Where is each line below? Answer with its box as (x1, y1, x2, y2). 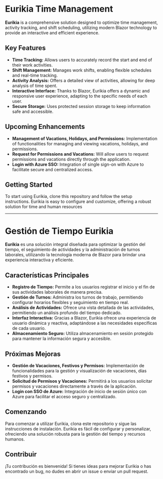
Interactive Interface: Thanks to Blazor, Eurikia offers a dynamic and (12, 88, 150, 93)
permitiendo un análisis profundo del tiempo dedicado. (12, 310, 122, 316)
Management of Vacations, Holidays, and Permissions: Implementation (12, 135, 158, 142)
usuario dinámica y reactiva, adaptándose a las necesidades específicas (12, 320, 158, 326)
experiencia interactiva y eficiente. (5, 257, 74, 263)
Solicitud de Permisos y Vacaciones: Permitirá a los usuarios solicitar (12, 378, 153, 384)
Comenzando (5, 408, 47, 416)
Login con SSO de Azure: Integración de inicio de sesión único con (12, 388, 147, 394)
